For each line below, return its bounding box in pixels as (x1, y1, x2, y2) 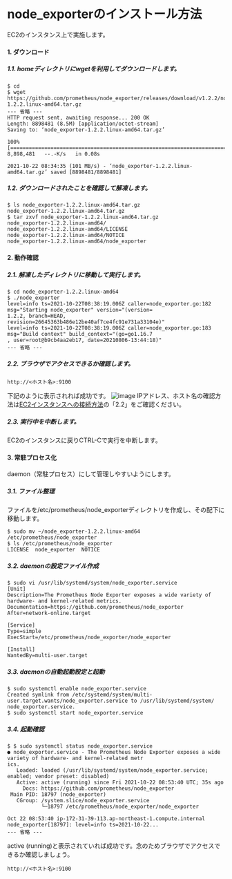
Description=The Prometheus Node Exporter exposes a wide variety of (7, 592, 212, 598)
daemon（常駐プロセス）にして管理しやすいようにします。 (7, 470, 175, 478)
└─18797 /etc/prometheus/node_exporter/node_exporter (41, 803, 199, 811)
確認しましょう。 (25, 851, 74, 859)
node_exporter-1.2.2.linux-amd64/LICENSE (7, 226, 128, 233)
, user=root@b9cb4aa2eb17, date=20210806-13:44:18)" (7, 337, 162, 344)
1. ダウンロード (7, 48, 50, 56)
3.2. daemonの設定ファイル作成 (7, 561, 99, 570)
